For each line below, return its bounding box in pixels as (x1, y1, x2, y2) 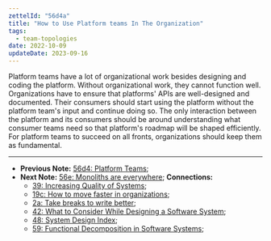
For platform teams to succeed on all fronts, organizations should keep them (8, 132, 262, 142)
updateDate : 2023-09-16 (8, 49, 89, 57)
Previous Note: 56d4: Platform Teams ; (19, 163, 149, 173)
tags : (8, 27, 27, 35)
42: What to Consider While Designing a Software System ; (31, 207, 227, 216)
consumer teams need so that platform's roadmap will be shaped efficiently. (8, 123, 261, 133)
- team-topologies (15, 34, 78, 43)
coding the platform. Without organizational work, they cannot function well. (8, 80, 261, 90)
